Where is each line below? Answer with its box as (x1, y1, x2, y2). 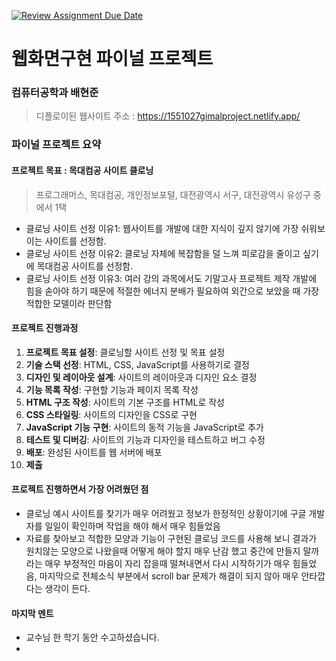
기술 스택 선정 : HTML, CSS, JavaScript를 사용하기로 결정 (25, 358, 250, 370)
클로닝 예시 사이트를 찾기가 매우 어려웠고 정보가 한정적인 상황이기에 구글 (25, 508, 307, 520)
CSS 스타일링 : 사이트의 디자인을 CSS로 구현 (25, 408, 198, 420)
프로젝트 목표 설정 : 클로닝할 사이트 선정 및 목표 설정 (25, 346, 226, 358)
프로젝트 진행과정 (11, 322, 79, 334)
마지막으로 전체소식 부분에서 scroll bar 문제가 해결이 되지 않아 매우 (39, 570, 299, 582)
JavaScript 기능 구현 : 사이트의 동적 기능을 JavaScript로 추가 (25, 421, 264, 433)
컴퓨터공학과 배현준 (11, 86, 99, 100)
